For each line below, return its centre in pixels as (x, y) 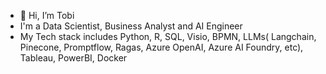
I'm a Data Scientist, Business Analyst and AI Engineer (131, 26)
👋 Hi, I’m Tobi (47, 15)
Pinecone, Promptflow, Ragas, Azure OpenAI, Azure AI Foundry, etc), (161, 47)
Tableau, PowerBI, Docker (73, 58)
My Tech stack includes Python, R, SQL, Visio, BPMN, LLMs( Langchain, (168, 36)
